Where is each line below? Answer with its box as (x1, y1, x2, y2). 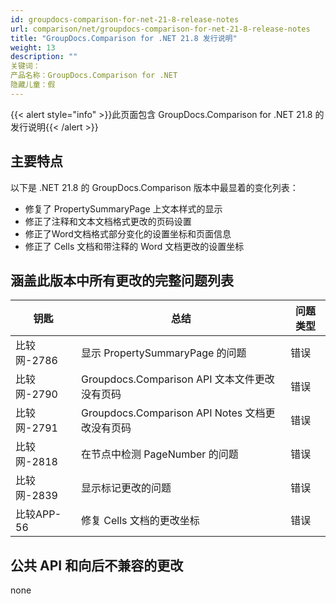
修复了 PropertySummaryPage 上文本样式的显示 (24, 202, 223, 215)
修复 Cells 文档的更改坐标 (81, 514, 200, 528)
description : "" (10, 52, 78, 62)
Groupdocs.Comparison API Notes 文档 (81, 406, 266, 420)
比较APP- (15, 507, 62, 521)
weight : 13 (10, 42, 56, 53)
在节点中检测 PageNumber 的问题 (81, 447, 239, 461)
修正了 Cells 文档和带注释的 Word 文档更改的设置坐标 (24, 240, 245, 252)
